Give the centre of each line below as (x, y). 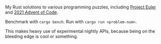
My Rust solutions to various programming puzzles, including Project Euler (81, 7)
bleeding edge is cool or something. (42, 36)
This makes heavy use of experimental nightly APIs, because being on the (80, 31)
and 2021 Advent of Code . (32, 12)
